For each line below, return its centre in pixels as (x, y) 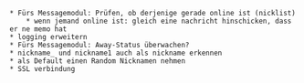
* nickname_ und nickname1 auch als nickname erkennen (116, 53)
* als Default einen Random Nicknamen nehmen (97, 61)
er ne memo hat (38, 29)
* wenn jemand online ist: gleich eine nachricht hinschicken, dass (159, 21)
